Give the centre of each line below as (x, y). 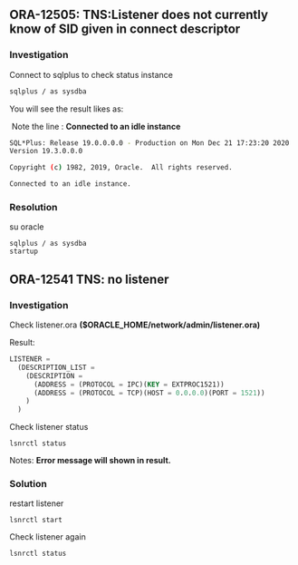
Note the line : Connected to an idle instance (96, 126)
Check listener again (48, 537)
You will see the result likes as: (67, 109)
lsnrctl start (36, 521)
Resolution (34, 207)
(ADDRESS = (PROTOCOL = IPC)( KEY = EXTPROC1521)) (129, 385)
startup (24, 252)
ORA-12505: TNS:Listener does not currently (139, 15)
